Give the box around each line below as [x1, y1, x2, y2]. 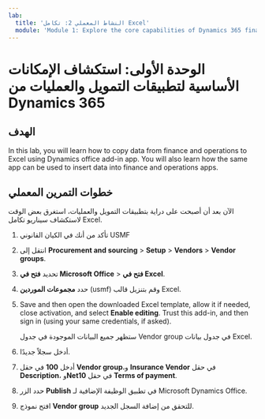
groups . [19, 254, 47, 264]
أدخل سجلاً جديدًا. [19, 347, 71, 357]
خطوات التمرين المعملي [8, 185, 113, 199]
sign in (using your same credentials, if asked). [19, 316, 172, 326]
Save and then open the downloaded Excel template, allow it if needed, [19, 300, 251, 309]
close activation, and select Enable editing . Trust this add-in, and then [19, 309, 248, 318]
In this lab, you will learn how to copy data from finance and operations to [8, 146, 247, 155]
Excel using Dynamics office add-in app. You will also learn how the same [8, 155, 248, 164]
